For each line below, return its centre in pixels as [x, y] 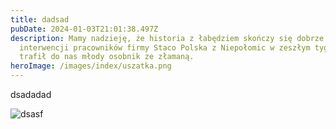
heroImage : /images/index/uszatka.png [91, 66]
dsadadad [31, 94]
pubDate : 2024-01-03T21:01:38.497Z [84, 29]
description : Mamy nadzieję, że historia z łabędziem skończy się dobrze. [169, 38]
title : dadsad [40, 19]
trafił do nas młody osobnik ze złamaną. [107, 57]
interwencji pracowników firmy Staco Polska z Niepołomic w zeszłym [165, 47]
